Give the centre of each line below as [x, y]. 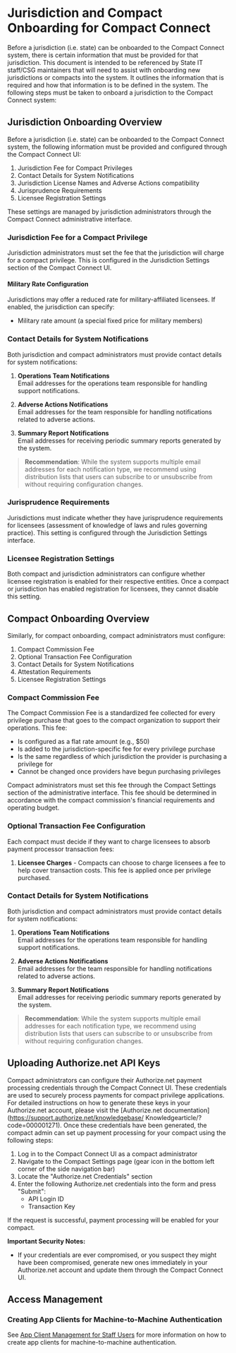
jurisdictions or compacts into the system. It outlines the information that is [116, 77]
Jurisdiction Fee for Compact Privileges [75, 168]
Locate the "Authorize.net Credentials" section [85, 1176]
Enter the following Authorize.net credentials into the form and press [117, 1184]
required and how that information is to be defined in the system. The [108, 85]
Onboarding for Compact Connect [109, 28]
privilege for [35, 764]
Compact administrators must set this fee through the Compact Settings [112, 786]
